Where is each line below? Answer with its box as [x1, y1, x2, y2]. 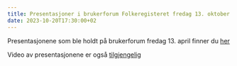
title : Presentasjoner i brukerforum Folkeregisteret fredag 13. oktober [7, 10, 231, 18]
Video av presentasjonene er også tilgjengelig [7, 50, 142, 59]
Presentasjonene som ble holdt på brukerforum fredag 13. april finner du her [7, 36, 231, 45]
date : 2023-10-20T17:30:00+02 [7, 17, 97, 24]
